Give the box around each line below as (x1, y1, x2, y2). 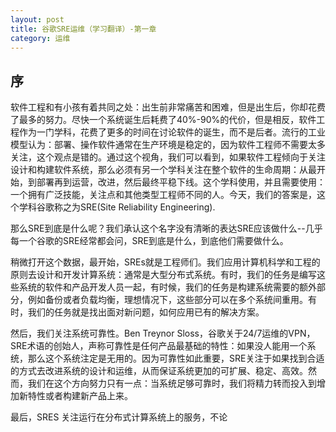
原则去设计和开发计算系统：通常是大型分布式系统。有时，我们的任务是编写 (10, 269, 317, 281)
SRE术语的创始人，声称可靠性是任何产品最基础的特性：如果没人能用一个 (10, 340, 308, 352)
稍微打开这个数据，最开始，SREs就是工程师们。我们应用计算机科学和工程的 (10, 256, 321, 268)
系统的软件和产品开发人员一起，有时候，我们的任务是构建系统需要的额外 (18, 281, 317, 293)
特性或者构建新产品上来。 (27, 390, 133, 402)
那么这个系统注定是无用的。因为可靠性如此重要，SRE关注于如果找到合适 (27, 352, 325, 365)
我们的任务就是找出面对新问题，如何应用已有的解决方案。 (27, 306, 265, 318)
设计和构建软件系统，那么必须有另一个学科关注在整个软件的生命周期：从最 (10, 164, 317, 176)
